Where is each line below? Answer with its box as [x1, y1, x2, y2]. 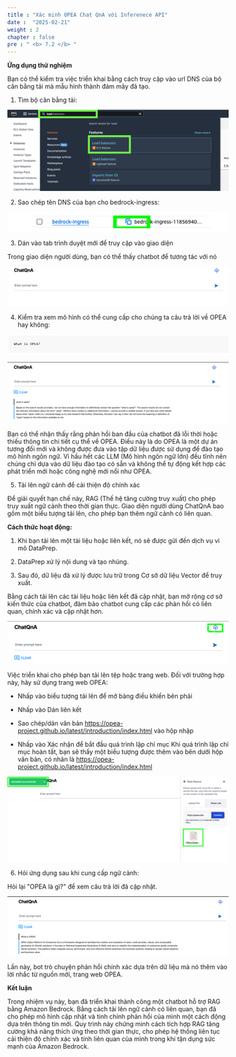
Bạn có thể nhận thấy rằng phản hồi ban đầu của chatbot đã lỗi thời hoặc [7, 429, 218, 438]
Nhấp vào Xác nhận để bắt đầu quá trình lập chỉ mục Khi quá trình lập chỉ [17, 740, 229, 748]
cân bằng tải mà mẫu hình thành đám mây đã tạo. [7, 82, 150, 91]
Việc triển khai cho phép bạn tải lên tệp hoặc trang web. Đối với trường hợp [7, 671, 225, 679]
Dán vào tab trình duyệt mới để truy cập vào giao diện [17, 239, 173, 247]
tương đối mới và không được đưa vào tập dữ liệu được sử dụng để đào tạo [7, 445, 223, 453]
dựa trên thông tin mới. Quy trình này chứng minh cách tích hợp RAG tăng [7, 1020, 220, 1028]
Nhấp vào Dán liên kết [17, 705, 82, 714]
